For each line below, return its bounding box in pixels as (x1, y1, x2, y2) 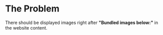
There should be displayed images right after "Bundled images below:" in (5, 19, 158, 25)
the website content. (5, 24, 47, 30)
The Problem (5, 3, 59, 14)
